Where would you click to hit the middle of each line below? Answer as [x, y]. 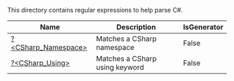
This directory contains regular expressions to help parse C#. [95, 10]
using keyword [120, 67]
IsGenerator [203, 27]
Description [136, 27]
